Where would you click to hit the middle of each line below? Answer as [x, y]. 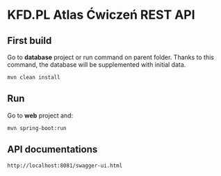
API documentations [52, 150]
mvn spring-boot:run [37, 128]
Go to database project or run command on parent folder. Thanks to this [110, 57]
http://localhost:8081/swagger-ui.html [65, 166]
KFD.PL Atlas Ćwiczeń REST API [101, 15]
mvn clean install [34, 77]
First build [30, 41]
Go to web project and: [40, 115]
